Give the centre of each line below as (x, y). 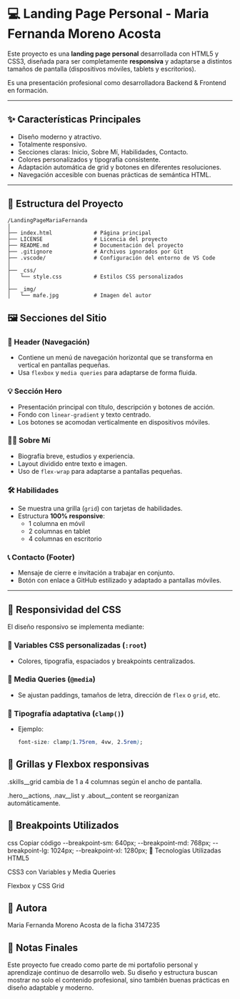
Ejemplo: (31, 729)
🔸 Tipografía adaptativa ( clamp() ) (66, 713)
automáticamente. (34, 803)
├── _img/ (22, 289)
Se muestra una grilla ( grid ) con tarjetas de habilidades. (100, 509)
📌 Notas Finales (43, 948)
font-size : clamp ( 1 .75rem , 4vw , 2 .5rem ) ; (80, 742)
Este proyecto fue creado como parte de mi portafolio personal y (103, 965)
